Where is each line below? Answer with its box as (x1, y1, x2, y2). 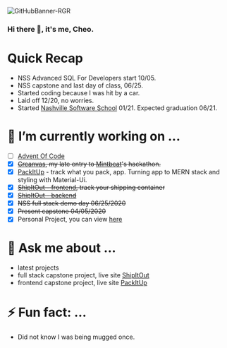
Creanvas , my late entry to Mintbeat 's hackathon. (17, 160, 161, 168)
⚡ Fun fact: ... (7, 304, 87, 320)
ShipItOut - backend (17, 191, 77, 200)
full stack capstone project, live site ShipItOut (17, 271, 149, 280)
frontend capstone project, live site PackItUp (17, 279, 148, 287)
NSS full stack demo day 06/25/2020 (17, 199, 126, 208)
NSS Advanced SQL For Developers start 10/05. (17, 73, 157, 82)
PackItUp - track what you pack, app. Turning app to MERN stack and (17, 167, 220, 176)
